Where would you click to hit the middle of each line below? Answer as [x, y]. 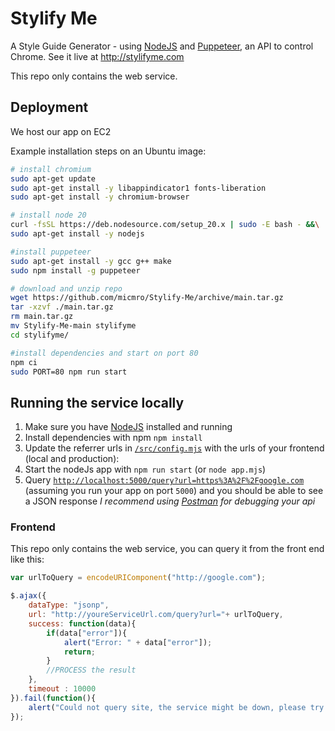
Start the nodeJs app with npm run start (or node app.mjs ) [145, 469]
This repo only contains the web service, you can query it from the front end [167, 549]
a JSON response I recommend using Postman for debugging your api [170, 501]
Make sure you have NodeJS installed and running [128, 427]
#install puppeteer [51, 252]
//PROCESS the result [91, 670]
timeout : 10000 [62, 689]
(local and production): [72, 459]
